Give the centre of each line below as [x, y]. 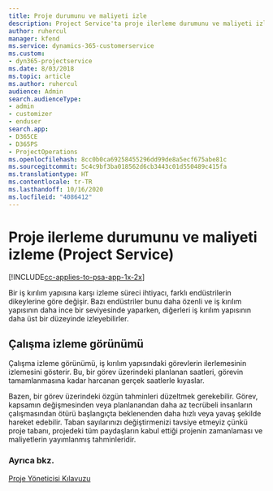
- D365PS [23, 144]
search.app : [28, 129]
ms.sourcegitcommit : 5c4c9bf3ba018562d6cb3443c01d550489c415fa [118, 167]
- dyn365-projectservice [50, 62]
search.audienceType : [45, 99]
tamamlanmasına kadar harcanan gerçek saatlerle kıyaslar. [106, 381]
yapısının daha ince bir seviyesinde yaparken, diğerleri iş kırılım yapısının [130, 310]
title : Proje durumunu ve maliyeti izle [78, 16]
